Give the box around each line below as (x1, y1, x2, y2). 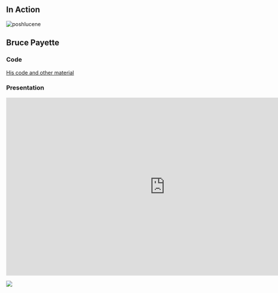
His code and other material (6, 69, 74, 76)
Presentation (6, 84, 45, 92)
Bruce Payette (6, 38, 59, 48)
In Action (6, 5, 40, 15)
